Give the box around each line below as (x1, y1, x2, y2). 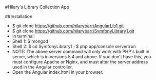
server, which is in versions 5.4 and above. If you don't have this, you (12, 54, 151, 60)
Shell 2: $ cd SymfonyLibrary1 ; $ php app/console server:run (12, 44, 136, 49)
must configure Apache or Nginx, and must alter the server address (12, 59, 148, 64)
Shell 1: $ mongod (12, 38, 49, 44)
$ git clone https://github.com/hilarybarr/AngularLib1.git (12, 23, 124, 29)
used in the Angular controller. (12, 64, 73, 70)
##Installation (5, 14, 33, 19)
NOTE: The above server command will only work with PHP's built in (12, 48, 150, 54)
